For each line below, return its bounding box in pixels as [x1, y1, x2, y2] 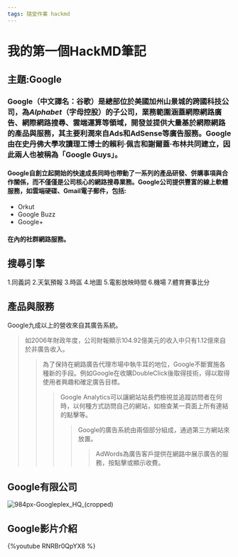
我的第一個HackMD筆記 [7, 43, 147, 59]
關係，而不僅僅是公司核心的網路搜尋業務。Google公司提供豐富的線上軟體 [13, 177, 229, 186]
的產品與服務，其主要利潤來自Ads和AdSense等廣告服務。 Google [7, 128, 232, 138]
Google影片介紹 [7, 522, 77, 534]
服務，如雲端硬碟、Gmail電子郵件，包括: [7, 186, 126, 195]
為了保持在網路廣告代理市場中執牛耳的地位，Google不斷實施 [42, 360, 220, 368]
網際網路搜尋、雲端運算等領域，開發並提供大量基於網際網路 [21, 118, 226, 128]
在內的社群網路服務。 [7, 235, 70, 243]
